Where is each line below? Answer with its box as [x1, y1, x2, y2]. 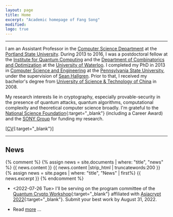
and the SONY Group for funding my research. [5, 116, 104, 122]
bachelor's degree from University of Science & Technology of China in [5, 78, 157, 85]
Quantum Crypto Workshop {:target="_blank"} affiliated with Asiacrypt [12, 191, 161, 197]
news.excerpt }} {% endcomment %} [5, 175, 84, 182]
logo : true [5, 27, 29, 32]
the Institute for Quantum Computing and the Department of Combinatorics [5, 57, 165, 63]
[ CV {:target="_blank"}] [5, 125, 54, 132]
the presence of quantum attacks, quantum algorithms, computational [5, 99, 153, 105]
